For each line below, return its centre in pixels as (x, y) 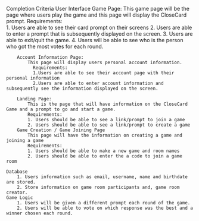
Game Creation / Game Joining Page (61, 130)
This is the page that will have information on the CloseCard (108, 104)
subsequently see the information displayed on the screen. (83, 89)
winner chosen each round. (40, 213)
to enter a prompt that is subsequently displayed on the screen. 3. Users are (99, 34)
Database (17, 172)
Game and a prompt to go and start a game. (61, 109)
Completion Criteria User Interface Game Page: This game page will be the (98, 9)
